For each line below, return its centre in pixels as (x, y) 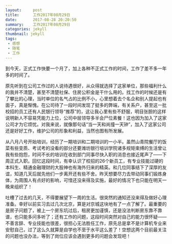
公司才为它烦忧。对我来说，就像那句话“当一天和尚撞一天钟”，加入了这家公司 (86, 124)
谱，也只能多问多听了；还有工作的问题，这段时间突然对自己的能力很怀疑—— (86, 217)
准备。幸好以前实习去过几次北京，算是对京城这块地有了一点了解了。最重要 (84, 204)
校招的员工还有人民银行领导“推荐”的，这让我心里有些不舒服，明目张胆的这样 (86, 111)
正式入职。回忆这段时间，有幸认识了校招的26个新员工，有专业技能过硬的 (87, 161)
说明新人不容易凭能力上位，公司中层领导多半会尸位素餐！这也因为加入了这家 (86, 118)
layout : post (24, 10)
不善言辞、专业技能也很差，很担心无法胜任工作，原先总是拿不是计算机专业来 (86, 223)
